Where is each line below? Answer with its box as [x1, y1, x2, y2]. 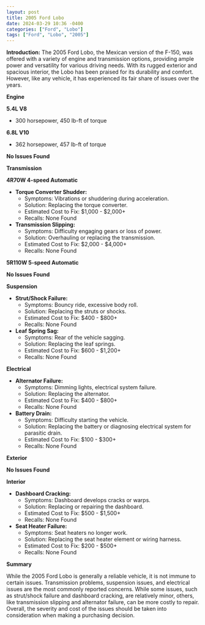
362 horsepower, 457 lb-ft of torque [15, 141, 106, 148]
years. [6, 81, 23, 89]
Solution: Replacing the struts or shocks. [24, 308, 127, 315]
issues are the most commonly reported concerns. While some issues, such [6, 586, 198, 593]
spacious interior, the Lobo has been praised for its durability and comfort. [6, 68, 194, 76]
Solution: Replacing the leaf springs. [24, 340, 116, 347]
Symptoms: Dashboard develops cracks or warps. [24, 497, 151, 504]
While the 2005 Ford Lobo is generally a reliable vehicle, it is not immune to [6, 572, 196, 580]
